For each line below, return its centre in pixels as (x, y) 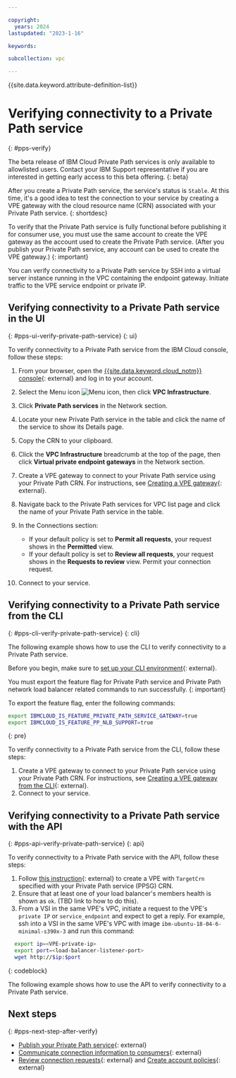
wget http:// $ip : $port (48, 957)
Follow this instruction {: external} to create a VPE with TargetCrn (111, 879)
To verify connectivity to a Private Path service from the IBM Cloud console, (118, 349)
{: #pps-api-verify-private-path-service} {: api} (76, 844)
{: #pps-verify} (30, 148)
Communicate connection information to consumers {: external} (110, 1052)
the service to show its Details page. (71, 427)
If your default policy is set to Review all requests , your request (121, 554)
